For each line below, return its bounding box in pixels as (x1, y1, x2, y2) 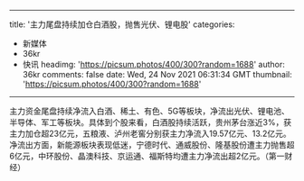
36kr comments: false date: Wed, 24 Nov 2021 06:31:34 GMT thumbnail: (22, 69, 292, 79)
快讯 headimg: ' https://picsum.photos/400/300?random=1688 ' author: (22, 59, 285, 69)
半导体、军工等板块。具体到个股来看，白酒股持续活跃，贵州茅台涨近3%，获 (9, 117, 292, 127)
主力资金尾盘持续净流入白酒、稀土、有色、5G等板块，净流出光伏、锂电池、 (9, 105, 290, 116)
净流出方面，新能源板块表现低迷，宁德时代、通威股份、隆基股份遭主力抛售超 (9, 140, 295, 149)
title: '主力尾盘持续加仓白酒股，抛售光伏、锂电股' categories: (9, 19, 235, 30)
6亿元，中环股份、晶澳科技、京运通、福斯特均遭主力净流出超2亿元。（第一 (9, 150, 285, 161)
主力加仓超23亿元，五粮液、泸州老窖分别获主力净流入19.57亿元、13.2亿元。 (9, 128, 291, 139)
